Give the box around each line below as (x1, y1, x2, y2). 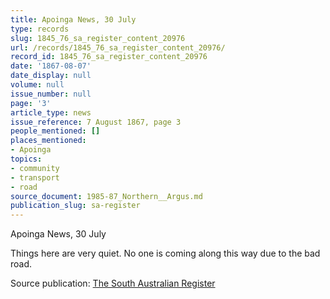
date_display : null (10, 71, 92, 81)
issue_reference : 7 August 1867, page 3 (10, 117, 182, 127)
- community (10, 163, 60, 173)
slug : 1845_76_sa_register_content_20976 (10, 33, 186, 43)
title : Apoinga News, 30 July (10, 14, 137, 25)
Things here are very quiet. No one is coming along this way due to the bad (10, 247, 321, 260)
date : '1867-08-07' (10, 61, 92, 71)
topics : (10, 154, 43, 164)
